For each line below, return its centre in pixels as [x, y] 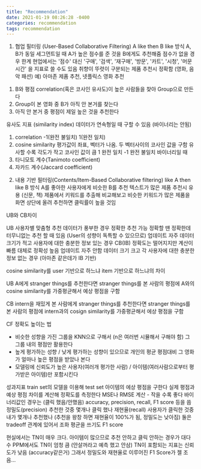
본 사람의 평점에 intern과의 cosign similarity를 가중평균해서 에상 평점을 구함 [95, 311]
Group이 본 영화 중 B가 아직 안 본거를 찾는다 [67, 104]
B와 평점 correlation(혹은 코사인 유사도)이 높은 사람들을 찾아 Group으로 [99, 89]
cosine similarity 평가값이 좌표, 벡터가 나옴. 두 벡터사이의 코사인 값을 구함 [101, 145]
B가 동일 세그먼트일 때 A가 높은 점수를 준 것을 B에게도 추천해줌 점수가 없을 [102, 54]
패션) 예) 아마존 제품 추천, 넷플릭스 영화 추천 [73, 76]
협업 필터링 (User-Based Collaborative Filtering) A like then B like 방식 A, [103, 46]
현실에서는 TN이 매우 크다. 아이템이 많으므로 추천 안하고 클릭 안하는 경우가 [93, 437]
